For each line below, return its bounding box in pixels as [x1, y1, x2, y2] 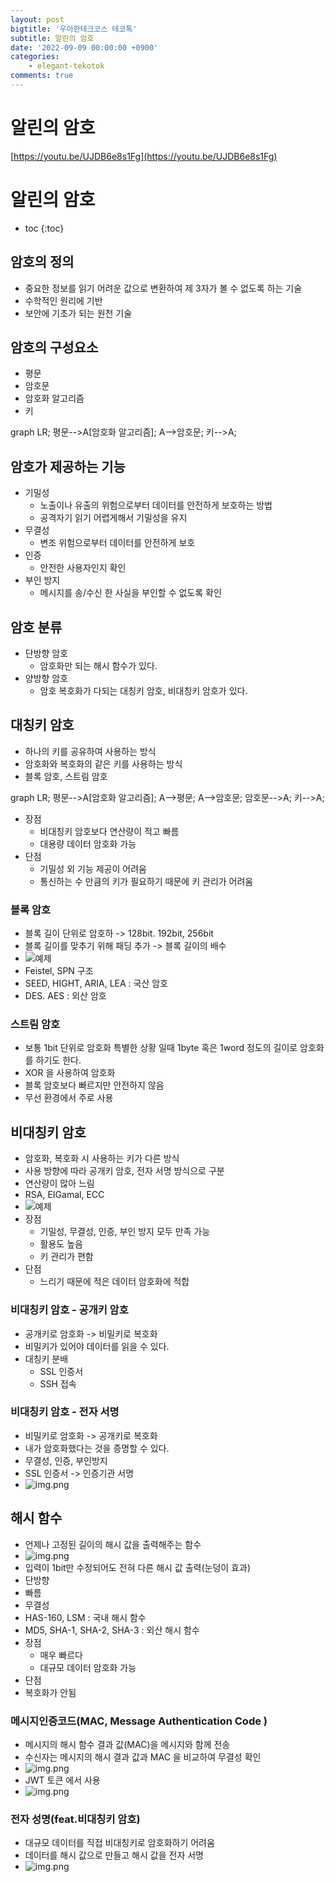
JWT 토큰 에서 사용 [24, 1774, 101, 1786]
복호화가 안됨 [24, 1686, 77, 1698]
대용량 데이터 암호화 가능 [39, 837, 137, 850]
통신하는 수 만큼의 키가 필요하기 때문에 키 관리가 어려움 [39, 875, 254, 887]
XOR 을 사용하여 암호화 [24, 1067, 116, 1079]
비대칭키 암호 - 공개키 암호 [10, 1303, 129, 1317]
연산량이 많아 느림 [24, 1177, 95, 1190]
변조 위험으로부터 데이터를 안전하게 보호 [39, 537, 196, 549]
